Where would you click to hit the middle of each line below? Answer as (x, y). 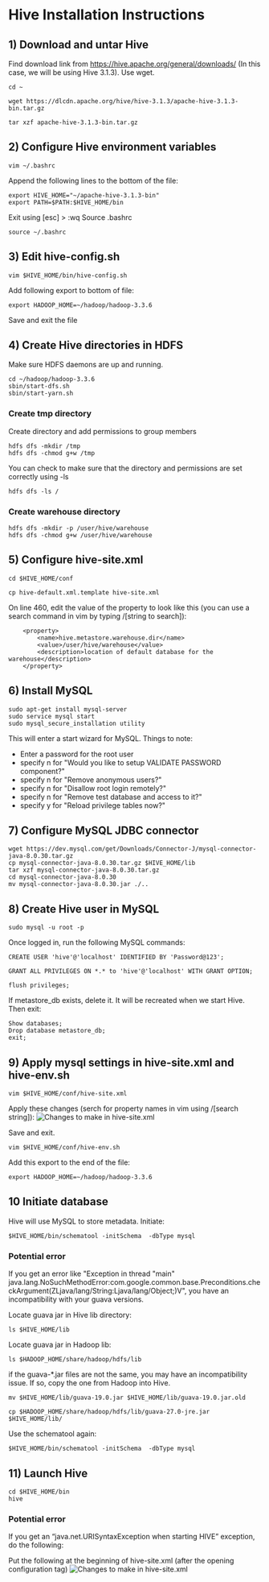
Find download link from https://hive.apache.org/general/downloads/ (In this (134, 64)
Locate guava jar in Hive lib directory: (70, 1315)
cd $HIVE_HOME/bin (39, 1492)
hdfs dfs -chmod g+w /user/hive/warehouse (80, 536)
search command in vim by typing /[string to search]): (98, 616)
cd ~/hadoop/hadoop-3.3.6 (51, 379)
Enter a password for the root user (77, 754)
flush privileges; (39, 986)
